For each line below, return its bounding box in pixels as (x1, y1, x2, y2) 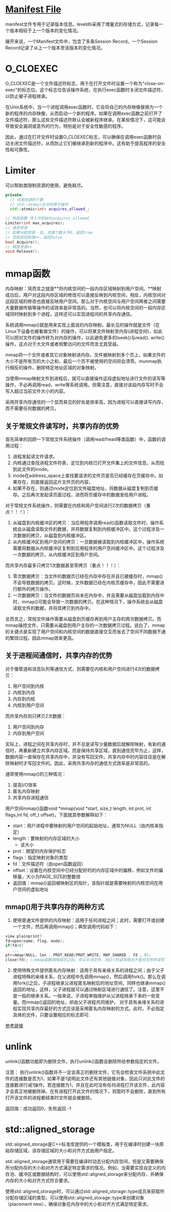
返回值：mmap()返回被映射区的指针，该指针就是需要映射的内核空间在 (12, 880, 159, 886)
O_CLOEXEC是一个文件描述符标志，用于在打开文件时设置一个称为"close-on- (5, 80, 165, 86)
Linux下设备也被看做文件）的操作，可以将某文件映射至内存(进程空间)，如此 (5, 328, 163, 334)
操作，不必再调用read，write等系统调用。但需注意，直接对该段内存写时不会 (5, 382, 164, 388)
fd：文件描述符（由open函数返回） (12, 860, 86, 867)
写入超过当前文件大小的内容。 (5, 388, 68, 394)
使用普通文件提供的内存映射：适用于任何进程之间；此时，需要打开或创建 (12, 917, 164, 923)
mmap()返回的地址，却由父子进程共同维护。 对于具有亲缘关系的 (26, 999, 160, 1005)
